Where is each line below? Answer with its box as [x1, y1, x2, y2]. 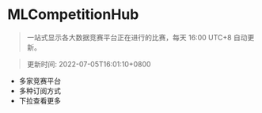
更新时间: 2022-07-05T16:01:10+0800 [26, 59, 151, 69]
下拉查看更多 [18, 96, 61, 105]
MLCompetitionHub [7, 6, 139, 24]
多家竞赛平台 [18, 76, 61, 85]
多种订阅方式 [18, 85, 61, 96]
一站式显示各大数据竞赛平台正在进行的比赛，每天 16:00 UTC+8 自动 [26, 32, 248, 42]
